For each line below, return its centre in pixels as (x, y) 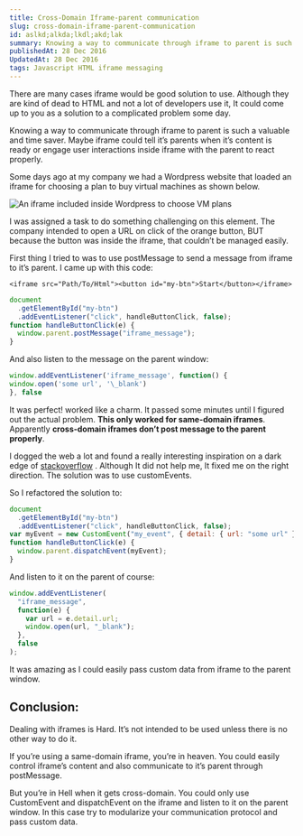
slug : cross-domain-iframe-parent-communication (102, 26)
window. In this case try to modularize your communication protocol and (143, 812)
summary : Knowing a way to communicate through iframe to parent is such (151, 43)
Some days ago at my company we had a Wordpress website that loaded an (151, 176)
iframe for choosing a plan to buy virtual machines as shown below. (135, 186)
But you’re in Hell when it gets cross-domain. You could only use (129, 793)
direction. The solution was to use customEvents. (101, 475)
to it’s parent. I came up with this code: (81, 267)
